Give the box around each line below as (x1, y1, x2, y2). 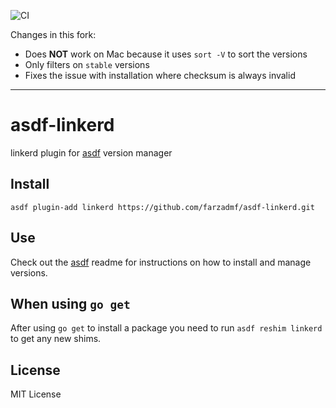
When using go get (10, 295, 131, 312)
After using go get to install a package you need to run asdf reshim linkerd (10, 322, 323, 334)
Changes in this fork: (10, 29, 97, 40)
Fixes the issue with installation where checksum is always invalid (24, 70, 296, 81)
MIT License (10, 388, 62, 400)
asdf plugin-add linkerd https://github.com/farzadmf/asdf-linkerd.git (10, 202, 315, 212)
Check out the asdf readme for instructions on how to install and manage (10, 256, 312, 268)
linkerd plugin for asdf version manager (10, 146, 173, 159)
